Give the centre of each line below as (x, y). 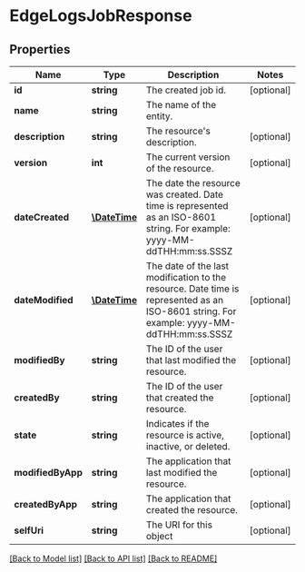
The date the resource (193, 183)
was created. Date (185, 194)
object (159, 536)
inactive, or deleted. (188, 446)
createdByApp (46, 504)
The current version (188, 157)
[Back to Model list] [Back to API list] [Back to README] (113, 558)
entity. (159, 116)
